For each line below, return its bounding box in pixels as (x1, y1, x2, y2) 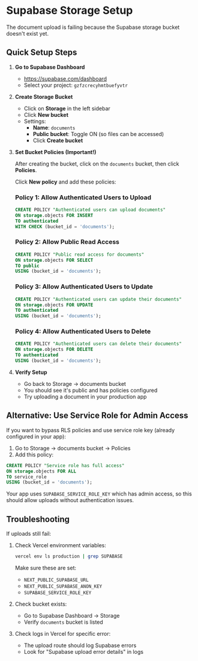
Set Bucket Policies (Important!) (14, 148, 97, 155)
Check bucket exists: (14, 600, 67, 607)
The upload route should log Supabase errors (23, 642, 137, 649)
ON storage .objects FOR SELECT (14, 257, 94, 263)
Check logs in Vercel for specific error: (14, 630, 111, 637)
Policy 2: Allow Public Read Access (14, 238, 120, 246)
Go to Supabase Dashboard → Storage (23, 612, 120, 619)
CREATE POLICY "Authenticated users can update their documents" (14, 296, 182, 302)
